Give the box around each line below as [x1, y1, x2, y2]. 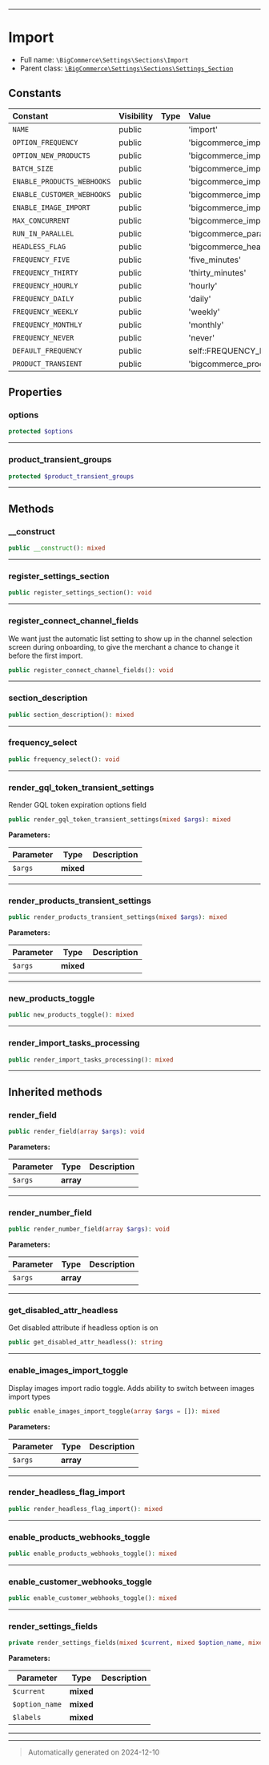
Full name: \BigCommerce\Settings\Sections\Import [19, 54, 189, 64]
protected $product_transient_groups [8, 472, 134, 481]
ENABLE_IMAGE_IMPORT [12, 203, 90, 212]
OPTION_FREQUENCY [12, 138, 78, 147]
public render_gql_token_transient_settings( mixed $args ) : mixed [8, 816, 231, 824]
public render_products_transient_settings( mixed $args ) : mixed [8, 913, 227, 921]
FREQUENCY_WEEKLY [12, 307, 78, 316]
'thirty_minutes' [187, 267, 247, 278]
